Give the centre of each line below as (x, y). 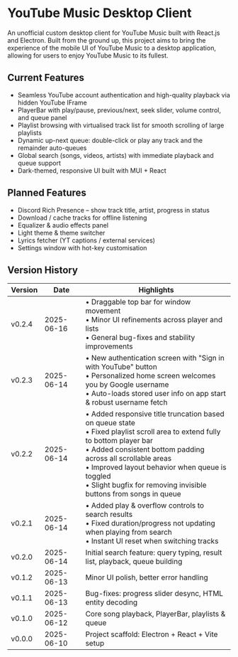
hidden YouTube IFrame (52, 102)
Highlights (156, 290)
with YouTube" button (121, 367)
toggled (98, 476)
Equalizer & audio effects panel (63, 225)
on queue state (110, 423)
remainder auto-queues (52, 148)
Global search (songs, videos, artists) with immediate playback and (115, 155)
